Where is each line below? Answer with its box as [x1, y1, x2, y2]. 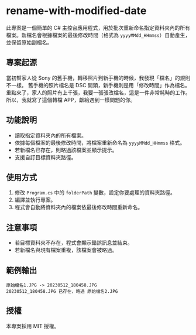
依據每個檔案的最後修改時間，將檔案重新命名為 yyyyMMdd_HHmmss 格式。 [14, 139, 185, 146]
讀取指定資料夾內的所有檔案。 [14, 132, 87, 139]
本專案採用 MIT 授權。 [6, 322, 60, 329]
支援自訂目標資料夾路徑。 [14, 153, 77, 160]
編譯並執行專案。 [14, 196, 56, 203]
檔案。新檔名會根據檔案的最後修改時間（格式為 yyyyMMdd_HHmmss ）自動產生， [6, 31, 191, 39]
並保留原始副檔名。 [6, 39, 53, 46]
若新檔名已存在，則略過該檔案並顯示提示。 [14, 146, 118, 153]
